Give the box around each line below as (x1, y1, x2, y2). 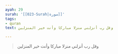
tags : (5, 16, 16, 21)
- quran (5, 21, 21, 26)
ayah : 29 (5, 7, 23, 12)
